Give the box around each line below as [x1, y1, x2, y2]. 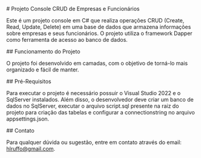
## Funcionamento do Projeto [6, 48, 81, 55]
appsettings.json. [6, 115, 50, 122]
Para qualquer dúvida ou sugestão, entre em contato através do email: [6, 139, 182, 146]
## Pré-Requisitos [6, 78, 51, 85]
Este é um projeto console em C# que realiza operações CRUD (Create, [6, 17, 185, 24]
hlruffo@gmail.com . [6, 145, 56, 152]
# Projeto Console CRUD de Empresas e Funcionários [6, 5, 140, 12]
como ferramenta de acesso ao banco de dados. [6, 36, 128, 43]
